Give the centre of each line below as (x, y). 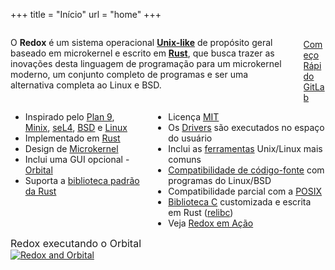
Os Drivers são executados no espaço (246, 127)
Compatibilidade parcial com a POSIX (245, 191)
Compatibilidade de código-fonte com (246, 170)
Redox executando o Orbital (76, 243)
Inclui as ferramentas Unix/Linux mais (245, 148)
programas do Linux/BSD (220, 180)
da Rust (40, 191)
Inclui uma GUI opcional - (77, 159)
